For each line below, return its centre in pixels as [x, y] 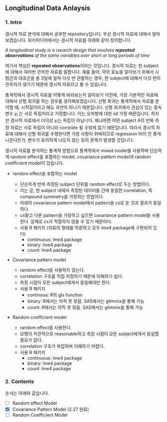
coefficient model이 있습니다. [34, 163]
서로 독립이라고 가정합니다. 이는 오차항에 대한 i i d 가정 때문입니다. [87, 113]
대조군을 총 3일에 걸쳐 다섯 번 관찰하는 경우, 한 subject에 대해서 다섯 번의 [89, 78]
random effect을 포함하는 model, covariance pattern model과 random [81, 157]
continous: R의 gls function [55, 295]
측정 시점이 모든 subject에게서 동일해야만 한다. [65, 283]
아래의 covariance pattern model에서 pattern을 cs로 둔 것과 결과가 [86, 203]
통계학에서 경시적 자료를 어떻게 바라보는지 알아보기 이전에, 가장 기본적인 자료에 [82, 95]
